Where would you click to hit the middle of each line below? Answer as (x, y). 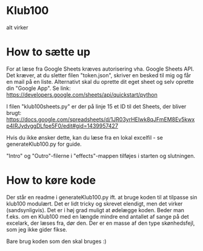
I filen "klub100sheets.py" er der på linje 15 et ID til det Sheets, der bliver (96, 106)
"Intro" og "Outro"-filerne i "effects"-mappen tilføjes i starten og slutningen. (101, 156)
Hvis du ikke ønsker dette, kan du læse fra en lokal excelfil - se (85, 137)
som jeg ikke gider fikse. (37, 229)
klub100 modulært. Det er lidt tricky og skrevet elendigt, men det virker (95, 204)
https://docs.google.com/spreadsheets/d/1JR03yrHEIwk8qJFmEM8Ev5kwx (101, 119)
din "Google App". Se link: (38, 88)
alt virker (17, 27)
